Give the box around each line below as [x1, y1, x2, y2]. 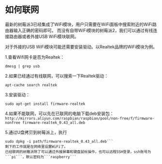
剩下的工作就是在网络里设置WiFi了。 [5, 144, 68, 149]
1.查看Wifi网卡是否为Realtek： [5, 54, 65, 60]
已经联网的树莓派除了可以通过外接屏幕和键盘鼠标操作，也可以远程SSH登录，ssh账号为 [5, 149, 151, 154]
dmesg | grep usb [5, 64, 40, 68]
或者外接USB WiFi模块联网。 [21, 33, 79, 39]
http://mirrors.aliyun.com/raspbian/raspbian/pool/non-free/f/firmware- [5, 116, 155, 121]
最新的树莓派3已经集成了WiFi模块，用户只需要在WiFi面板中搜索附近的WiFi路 [5, 21, 157, 27]
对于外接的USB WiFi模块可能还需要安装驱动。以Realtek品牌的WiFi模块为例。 [5, 44, 158, 49]
